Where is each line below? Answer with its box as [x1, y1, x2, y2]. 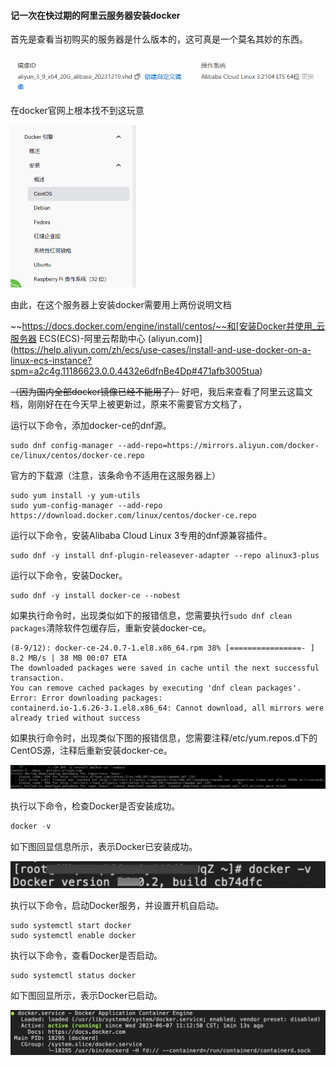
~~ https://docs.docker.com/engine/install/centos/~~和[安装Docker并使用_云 [10, 320, 326, 332]
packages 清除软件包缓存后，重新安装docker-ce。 [10, 622, 212, 634]
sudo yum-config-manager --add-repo [10, 501, 163, 511]
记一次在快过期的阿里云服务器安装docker [10, 9, 181, 21]
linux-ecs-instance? [10, 355, 93, 367]
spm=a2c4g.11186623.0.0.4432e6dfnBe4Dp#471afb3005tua [10, 365, 260, 377]
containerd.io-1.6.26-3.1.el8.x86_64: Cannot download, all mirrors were [10, 703, 325, 714]
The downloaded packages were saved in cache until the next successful [10, 663, 320, 674]
